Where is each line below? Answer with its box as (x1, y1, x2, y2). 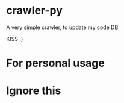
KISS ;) (6, 35, 23, 42)
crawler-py (6, 4, 63, 17)
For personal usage (6, 57, 105, 70)
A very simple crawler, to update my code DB (6, 23, 119, 31)
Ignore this (6, 84, 61, 98)
